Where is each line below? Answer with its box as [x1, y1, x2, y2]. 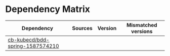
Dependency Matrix [5, 3, 90, 15]
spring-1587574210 [8, 42, 59, 49]
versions [131, 27, 153, 34]
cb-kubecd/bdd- [8, 36, 50, 43]
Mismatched [126, 21, 158, 28]
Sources [72, 24, 93, 31]
